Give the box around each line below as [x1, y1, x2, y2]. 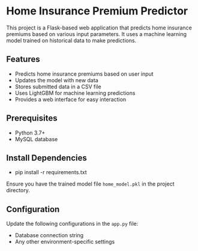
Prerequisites [6, 113, 58, 124]
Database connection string [14, 232, 84, 239]
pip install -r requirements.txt [14, 169, 87, 176]
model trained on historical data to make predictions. [6, 37, 137, 44]
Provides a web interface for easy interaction [14, 95, 127, 103]
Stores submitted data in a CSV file [14, 83, 101, 90]
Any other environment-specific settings [14, 238, 115, 246]
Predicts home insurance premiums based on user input [14, 70, 154, 77]
